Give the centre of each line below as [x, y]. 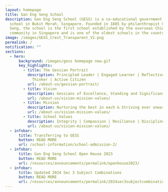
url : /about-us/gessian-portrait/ [63, 84]
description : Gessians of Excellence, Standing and [82, 93]
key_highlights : [35, 65]
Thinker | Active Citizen [59, 79]
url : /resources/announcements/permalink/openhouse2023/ [79, 163]
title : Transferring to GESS [49, 135]
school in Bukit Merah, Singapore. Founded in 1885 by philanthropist [85, 24]
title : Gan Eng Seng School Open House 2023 [65, 154]
